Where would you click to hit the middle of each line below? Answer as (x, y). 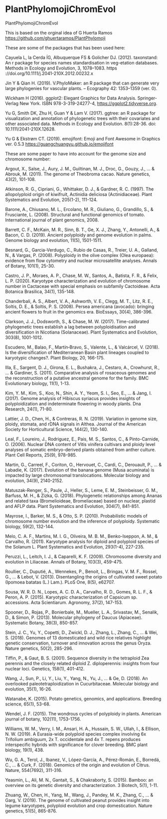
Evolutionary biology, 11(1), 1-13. (38, 383)
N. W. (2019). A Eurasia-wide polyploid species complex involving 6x (76, 734)
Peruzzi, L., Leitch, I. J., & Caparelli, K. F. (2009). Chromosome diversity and (83, 556)
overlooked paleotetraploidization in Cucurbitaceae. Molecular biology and (82, 683)
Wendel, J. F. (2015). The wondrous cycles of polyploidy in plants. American (83, 713)
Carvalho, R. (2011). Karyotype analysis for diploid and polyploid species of (82, 541)
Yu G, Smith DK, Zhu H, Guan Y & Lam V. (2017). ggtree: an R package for (81, 113)
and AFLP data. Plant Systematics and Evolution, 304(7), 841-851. (73, 506)
